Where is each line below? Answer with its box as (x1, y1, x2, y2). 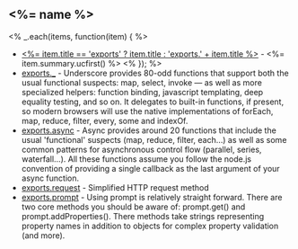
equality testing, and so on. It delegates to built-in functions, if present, (21, 96, 285, 107)
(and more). (21, 229, 66, 241)
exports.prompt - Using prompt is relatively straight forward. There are (21, 191, 283, 202)
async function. (21, 173, 80, 183)
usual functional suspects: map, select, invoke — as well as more (21, 76, 262, 88)
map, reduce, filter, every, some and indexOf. (21, 115, 188, 126)
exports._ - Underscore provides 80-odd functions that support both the (21, 67, 289, 78)
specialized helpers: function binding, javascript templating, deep (21, 86, 264, 97)
